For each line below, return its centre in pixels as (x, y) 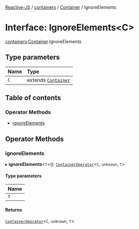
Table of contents (33, 98)
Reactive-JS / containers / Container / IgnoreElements (61, 7)
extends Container (48, 80)
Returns (14, 210)
